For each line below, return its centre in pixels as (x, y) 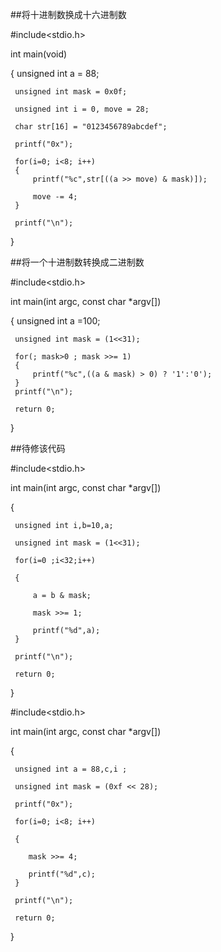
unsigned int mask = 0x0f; (71, 92)
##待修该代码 (38, 448)
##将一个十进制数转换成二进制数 (77, 262)
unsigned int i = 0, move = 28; (82, 109)
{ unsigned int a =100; (55, 321)
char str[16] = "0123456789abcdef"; (91, 127)
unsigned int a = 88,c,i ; (71, 769)
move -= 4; (55, 197)
